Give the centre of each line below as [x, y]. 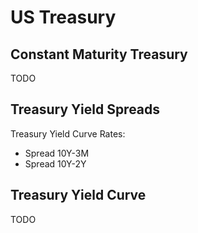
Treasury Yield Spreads [85, 109]
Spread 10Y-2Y [55, 163]
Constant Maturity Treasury [99, 54]
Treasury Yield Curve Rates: [68, 133]
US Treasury [63, 17]
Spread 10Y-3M [57, 153]
